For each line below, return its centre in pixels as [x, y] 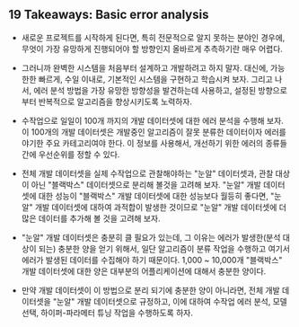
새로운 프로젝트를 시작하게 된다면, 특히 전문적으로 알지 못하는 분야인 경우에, [153, 37]
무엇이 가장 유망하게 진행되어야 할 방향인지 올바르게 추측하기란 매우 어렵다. [152, 49]
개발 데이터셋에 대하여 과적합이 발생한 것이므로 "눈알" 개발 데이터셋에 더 [160, 207]
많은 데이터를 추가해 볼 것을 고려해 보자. [91, 218]
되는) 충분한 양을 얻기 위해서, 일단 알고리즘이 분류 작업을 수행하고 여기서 [164, 248]
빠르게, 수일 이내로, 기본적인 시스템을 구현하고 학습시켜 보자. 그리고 [155, 79]
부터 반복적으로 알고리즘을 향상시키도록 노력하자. [106, 102]
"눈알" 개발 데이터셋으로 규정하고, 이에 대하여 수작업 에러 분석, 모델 [170, 301]
